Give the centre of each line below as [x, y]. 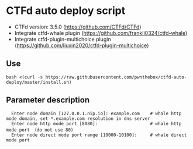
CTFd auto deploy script [66, 11]
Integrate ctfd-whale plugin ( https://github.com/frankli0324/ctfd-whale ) [101, 33]
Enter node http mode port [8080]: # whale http [96, 123]
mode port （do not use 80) [40, 130]
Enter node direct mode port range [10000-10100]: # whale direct [99, 135]
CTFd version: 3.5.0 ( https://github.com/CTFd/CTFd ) [78, 27]
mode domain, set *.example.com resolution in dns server [78, 118]
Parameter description [48, 100]
